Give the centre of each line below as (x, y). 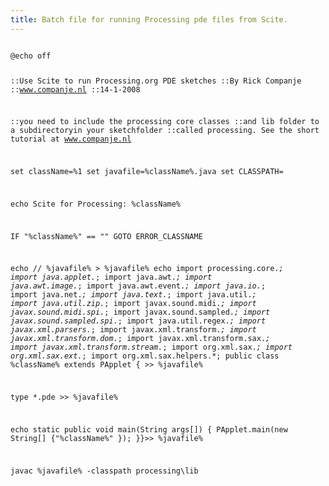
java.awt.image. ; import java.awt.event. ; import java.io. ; (138, 286)
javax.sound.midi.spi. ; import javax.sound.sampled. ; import (140, 312)
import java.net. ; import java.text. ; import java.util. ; (133, 295)
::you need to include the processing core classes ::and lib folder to (165, 122)
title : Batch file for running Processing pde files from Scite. (149, 19)
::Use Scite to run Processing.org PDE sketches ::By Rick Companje (156, 81)
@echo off (31, 56)
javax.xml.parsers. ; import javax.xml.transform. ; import (133, 330)
